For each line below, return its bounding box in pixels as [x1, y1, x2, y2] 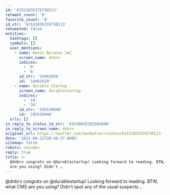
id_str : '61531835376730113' [5, 21, 67, 27]
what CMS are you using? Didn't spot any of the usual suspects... [5, 183, 143, 189]
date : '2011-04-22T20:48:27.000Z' [5, 136, 79, 141]
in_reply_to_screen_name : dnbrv [5, 126, 74, 131]
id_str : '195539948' [18, 107, 63, 112]
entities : [5, 31, 27, 36]
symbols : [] [10, 41, 36, 46]
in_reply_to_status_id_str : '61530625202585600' [5, 121, 111, 127]
